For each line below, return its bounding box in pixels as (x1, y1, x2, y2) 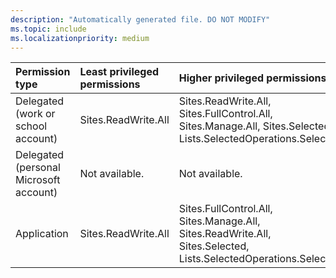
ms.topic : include (10, 24, 87, 34)
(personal (15, 161, 61, 175)
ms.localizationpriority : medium (10, 33, 150, 43)
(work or (15, 107, 56, 121)
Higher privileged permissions (178, 71, 327, 85)
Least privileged (79, 65, 160, 79)
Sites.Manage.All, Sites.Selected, (178, 119, 333, 133)
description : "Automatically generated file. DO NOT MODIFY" (10, 14, 271, 25)
